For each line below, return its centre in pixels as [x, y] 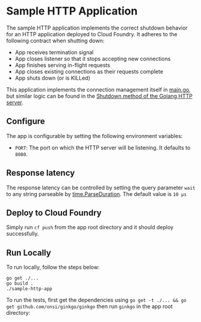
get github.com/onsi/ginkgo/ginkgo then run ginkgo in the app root [89, 306]
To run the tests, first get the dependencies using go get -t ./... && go [96, 300]
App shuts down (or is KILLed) [52, 78]
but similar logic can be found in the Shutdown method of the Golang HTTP [99, 96]
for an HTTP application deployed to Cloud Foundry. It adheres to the [92, 34]
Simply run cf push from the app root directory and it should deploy [90, 227]
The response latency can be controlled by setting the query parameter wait [101, 188]
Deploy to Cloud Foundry [54, 213]
